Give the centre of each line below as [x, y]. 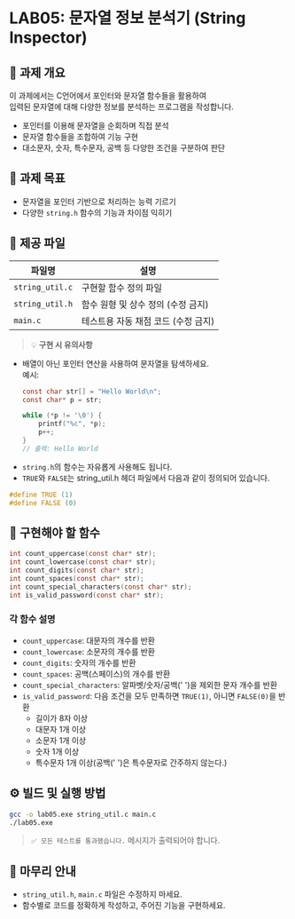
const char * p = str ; [62, 400]
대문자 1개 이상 [61, 729]
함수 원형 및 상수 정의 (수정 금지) [145, 305]
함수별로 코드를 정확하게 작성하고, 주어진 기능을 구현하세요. [124, 906]
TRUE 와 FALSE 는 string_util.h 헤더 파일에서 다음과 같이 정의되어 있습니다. [146, 478]
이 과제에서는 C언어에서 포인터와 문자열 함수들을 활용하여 [108, 95]
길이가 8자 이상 [62, 718]
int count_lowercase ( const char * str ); [83, 562]
